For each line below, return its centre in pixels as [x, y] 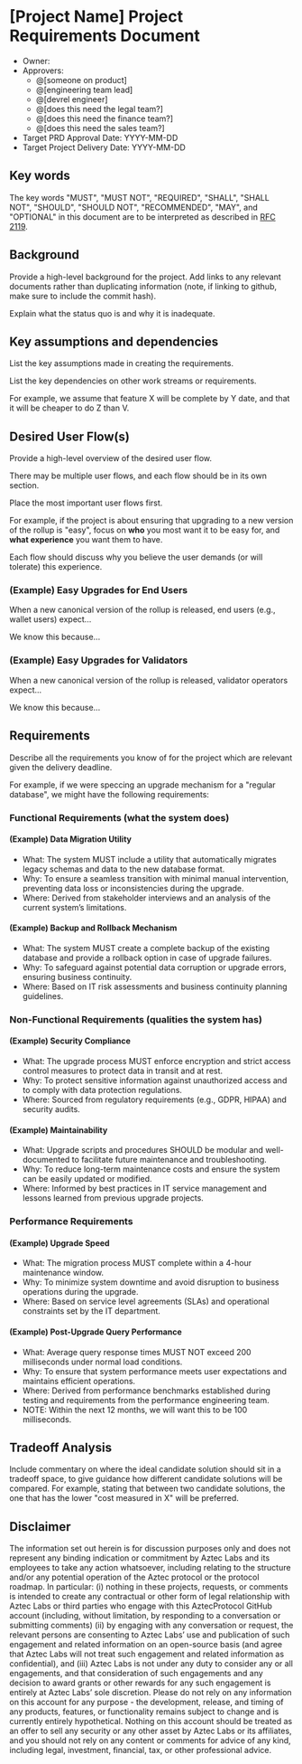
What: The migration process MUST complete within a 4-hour [137, 1263]
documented [46, 1160]
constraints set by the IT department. [91, 1311]
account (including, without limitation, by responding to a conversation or [145, 1616]
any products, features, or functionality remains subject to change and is [144, 1712]
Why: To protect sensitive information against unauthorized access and [155, 1080]
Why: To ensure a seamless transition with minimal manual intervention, [155, 878]
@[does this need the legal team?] [100, 108]
